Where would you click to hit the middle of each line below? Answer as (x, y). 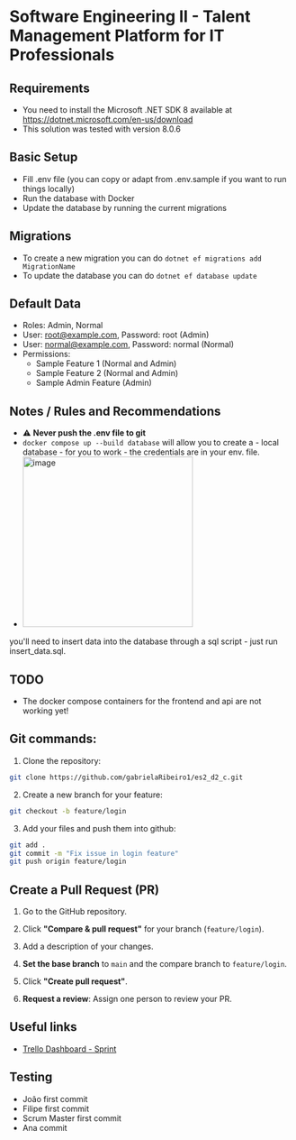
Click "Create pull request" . (75, 981)
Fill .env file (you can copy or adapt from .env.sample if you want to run (154, 179)
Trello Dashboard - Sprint (69, 1049)
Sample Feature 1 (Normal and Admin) (106, 363)
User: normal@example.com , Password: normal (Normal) (128, 345)
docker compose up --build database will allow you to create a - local (150, 443)
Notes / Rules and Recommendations (115, 411)
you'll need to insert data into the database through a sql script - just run (144, 641)
